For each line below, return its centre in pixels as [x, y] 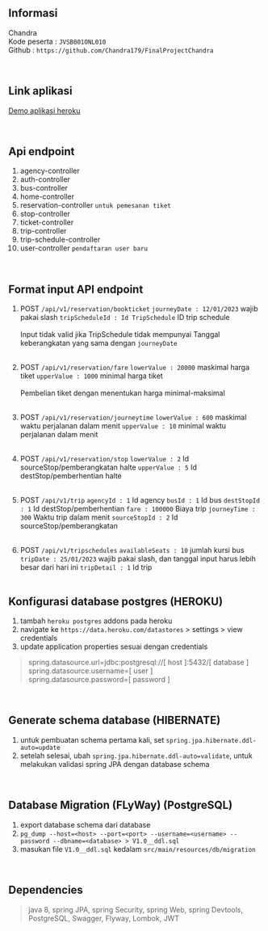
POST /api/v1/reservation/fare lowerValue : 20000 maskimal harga [135, 368]
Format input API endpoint [76, 289]
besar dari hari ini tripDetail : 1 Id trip [86, 567]
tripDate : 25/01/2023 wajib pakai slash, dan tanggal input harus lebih [138, 559]
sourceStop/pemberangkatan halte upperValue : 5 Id [109, 467]
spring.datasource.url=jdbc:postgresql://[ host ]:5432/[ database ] [138, 663]
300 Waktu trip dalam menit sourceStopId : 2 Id [99, 517]
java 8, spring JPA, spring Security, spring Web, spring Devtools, [136, 909]
